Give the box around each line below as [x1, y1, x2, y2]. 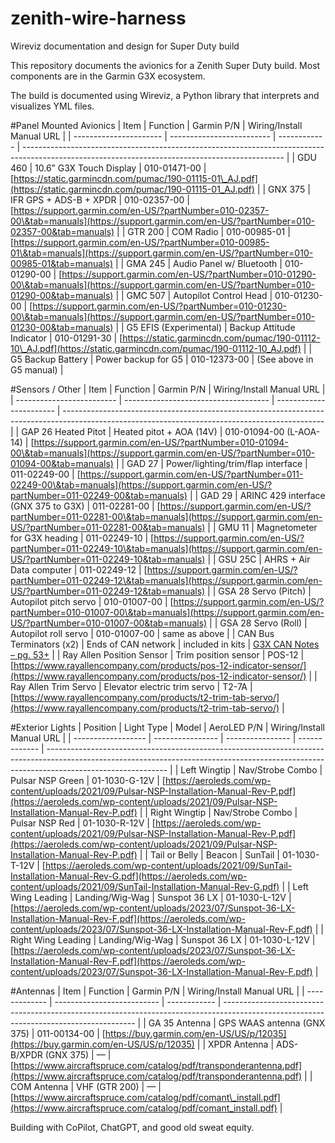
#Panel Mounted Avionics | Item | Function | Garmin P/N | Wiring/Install [10, 119, 303, 131]
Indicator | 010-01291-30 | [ [10, 332, 123, 344]
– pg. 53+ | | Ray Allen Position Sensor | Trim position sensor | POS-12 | [10, 648, 305, 661]
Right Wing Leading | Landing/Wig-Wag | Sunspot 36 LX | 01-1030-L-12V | [10, 933, 316, 946]
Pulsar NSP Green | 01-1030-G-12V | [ [10, 774, 166, 786]
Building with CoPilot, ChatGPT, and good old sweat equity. [10, 1121, 255, 1133]
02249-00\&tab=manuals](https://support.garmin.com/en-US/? [10, 478, 273, 491]
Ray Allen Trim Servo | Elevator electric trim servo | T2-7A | [10, 680, 253, 692]
